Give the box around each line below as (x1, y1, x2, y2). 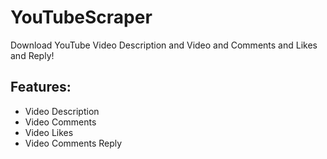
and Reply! (10, 49, 55, 61)
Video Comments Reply (24, 137, 123, 149)
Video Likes (24, 126, 74, 138)
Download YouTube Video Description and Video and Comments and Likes (10, 39, 318, 51)
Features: (10, 79, 72, 96)
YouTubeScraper (10, 6, 153, 29)
